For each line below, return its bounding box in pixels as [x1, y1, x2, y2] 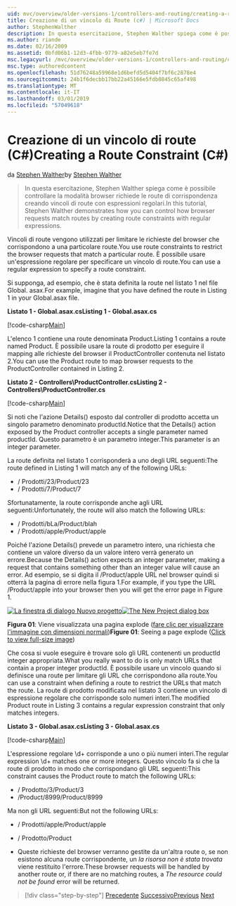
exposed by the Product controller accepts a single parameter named [7, 427, 209, 436]
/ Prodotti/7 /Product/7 [17, 485, 81, 493]
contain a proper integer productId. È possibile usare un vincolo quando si [7, 663, 221, 672]
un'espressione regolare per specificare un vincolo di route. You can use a [7, 257, 221, 266]
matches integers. [7, 708, 60, 717]
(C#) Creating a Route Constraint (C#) [7, 147, 229, 163]
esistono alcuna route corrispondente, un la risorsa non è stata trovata [17, 855, 223, 863]
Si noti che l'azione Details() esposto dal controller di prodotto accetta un [7, 412, 219, 421]
